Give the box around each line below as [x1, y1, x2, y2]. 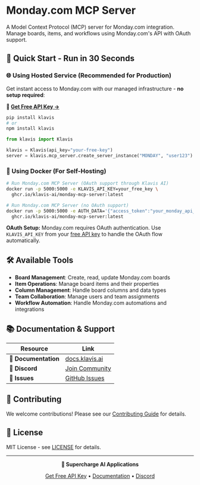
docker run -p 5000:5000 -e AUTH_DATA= [6, 208, 105, 214]
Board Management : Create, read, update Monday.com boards [14, 274, 171, 281]
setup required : [6, 91, 45, 99]
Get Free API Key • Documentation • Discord [45, 472, 155, 479]
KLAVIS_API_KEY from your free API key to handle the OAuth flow [6, 231, 162, 238]
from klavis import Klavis [6, 136, 73, 142]
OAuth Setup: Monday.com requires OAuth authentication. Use [6, 224, 161, 231]
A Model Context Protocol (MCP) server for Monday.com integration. [6, 23, 174, 30]
